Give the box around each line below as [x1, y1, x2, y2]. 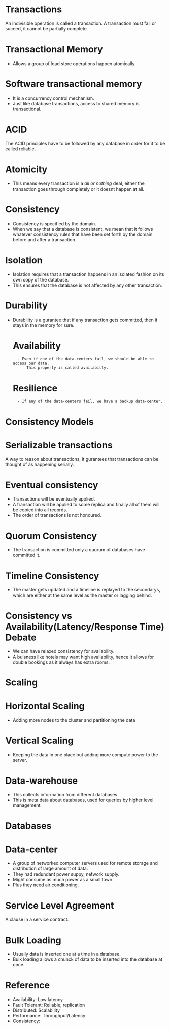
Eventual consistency [5, 479, 98, 491]
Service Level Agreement [5, 899, 114, 911]
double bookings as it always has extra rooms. [12, 659, 110, 665]
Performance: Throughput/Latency [12, 1013, 86, 1019]
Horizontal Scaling [5, 700, 85, 712]
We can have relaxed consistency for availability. [12, 648, 115, 654]
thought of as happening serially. [5, 461, 74, 467]
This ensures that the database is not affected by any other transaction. [12, 282, 162, 288]
